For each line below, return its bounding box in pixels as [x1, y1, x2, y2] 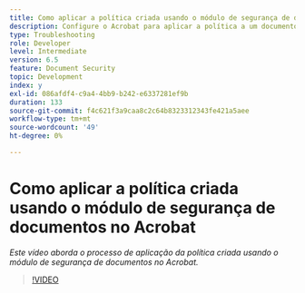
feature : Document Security [9, 64, 116, 73]
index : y [9, 81, 43, 90]
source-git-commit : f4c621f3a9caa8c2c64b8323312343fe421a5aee [9, 106, 250, 115]
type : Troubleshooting [9, 30, 95, 39]
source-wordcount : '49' [9, 123, 100, 132]
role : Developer [9, 38, 71, 48]
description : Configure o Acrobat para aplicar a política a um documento [9, 22, 299, 31]
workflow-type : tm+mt [9, 114, 92, 123]
